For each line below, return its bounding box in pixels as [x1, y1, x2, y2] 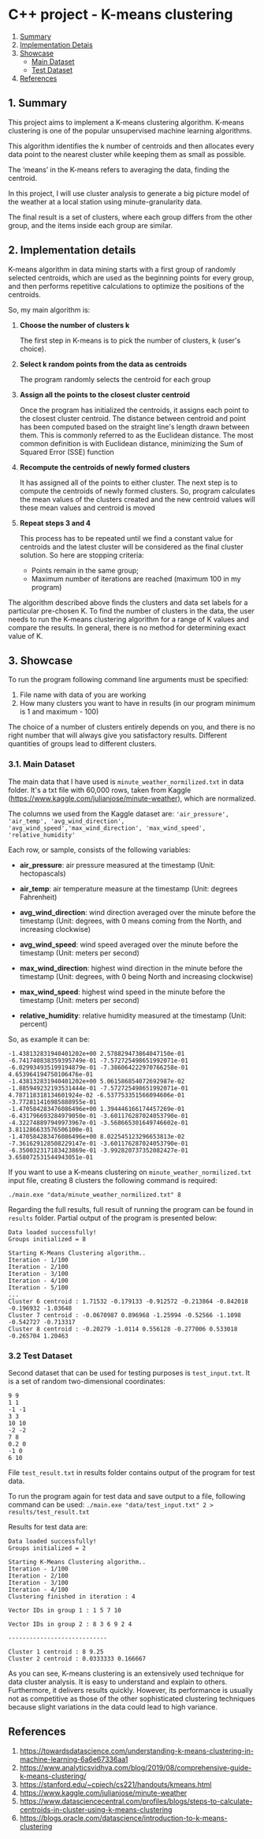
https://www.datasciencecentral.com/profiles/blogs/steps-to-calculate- [19, 1796, 253, 1806]
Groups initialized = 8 [8, 1235, 87, 1243]
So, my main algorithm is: [8, 305, 91, 314]
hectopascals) [19, 869, 66, 878]
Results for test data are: [8, 1522, 88, 1531]
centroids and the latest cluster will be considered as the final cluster [19, 542, 244, 551]
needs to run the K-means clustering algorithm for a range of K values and [8, 614, 250, 624]
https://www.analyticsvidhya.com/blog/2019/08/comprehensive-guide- [19, 1762, 252, 1772]
